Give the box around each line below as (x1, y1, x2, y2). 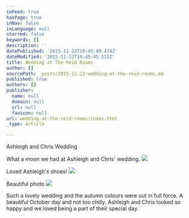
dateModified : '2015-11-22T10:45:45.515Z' (6, 54, 115, 60)
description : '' (6, 43, 47, 49)
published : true (6, 76, 47, 82)
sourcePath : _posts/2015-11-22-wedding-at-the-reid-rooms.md (6, 71, 164, 77)
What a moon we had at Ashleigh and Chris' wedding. (6, 155, 141, 163)
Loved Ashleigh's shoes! (6, 168, 68, 175)
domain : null (12, 98, 45, 104)
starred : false (6, 31, 45, 37)
